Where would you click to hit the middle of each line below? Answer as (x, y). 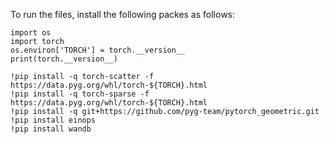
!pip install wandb (51, 129)
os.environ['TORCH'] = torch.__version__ (98, 50)
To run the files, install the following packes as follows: (123, 14)
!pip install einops (53, 120)
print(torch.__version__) (64, 59)
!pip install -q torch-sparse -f (80, 94)
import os (31, 33)
